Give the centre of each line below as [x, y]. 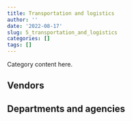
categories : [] [29, 39]
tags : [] [19, 45]
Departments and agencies [66, 108]
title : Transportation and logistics [61, 13]
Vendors [26, 86]
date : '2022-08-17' [35, 26]
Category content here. [40, 64]
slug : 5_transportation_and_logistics [62, 32]
